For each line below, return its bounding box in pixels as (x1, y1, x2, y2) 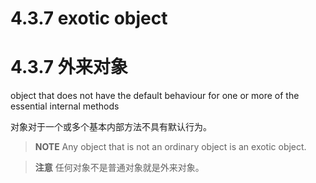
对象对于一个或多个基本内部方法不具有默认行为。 (10, 121, 212, 133)
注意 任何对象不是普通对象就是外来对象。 (34, 162, 205, 174)
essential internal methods (10, 100, 120, 112)
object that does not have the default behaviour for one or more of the (10, 90, 300, 102)
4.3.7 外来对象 (10, 56, 128, 79)
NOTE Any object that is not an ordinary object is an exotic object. (34, 141, 307, 153)
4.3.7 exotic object (10, 7, 168, 30)
